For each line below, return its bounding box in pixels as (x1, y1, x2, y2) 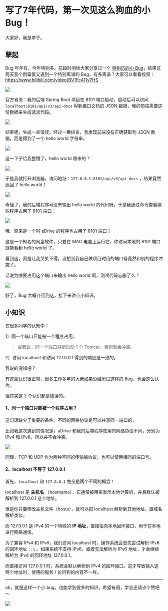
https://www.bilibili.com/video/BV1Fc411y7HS (5, 77, 98, 83)
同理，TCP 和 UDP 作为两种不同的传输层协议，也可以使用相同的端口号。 (5, 454, 154, 460)
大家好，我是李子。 (5, 35, 45, 41)
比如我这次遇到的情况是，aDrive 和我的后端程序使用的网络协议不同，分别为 (5, 427, 160, 433)
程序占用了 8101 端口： (9, 208, 56, 214)
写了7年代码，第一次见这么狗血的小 (5, 5, 151, 16)
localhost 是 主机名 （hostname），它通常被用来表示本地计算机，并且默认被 (5, 489, 160, 495)
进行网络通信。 (5, 529, 36, 535)
